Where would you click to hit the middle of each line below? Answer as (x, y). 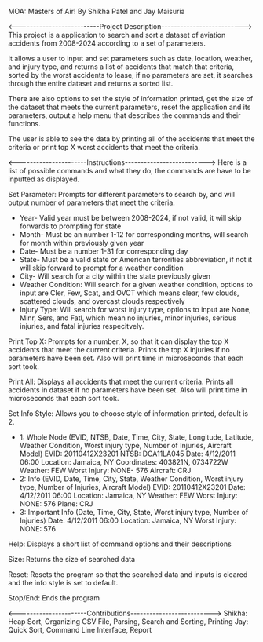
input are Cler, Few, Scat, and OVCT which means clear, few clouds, (129, 293)
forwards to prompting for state (70, 226)
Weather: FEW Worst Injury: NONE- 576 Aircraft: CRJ (105, 471)
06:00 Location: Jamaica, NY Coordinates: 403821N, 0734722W (124, 462)
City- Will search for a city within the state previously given (115, 276)
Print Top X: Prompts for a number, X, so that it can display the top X (119, 341)
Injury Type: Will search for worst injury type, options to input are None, (135, 310)
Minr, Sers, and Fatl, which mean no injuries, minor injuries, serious (128, 318)
